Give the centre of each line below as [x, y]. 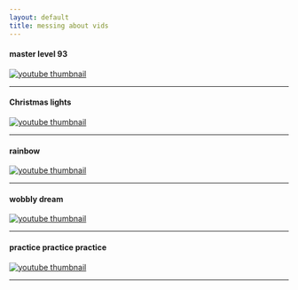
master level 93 [39, 54]
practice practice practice [58, 247]
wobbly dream [36, 199]
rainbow [25, 151]
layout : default [39, 17]
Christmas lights [40, 102]
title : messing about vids [59, 26]
